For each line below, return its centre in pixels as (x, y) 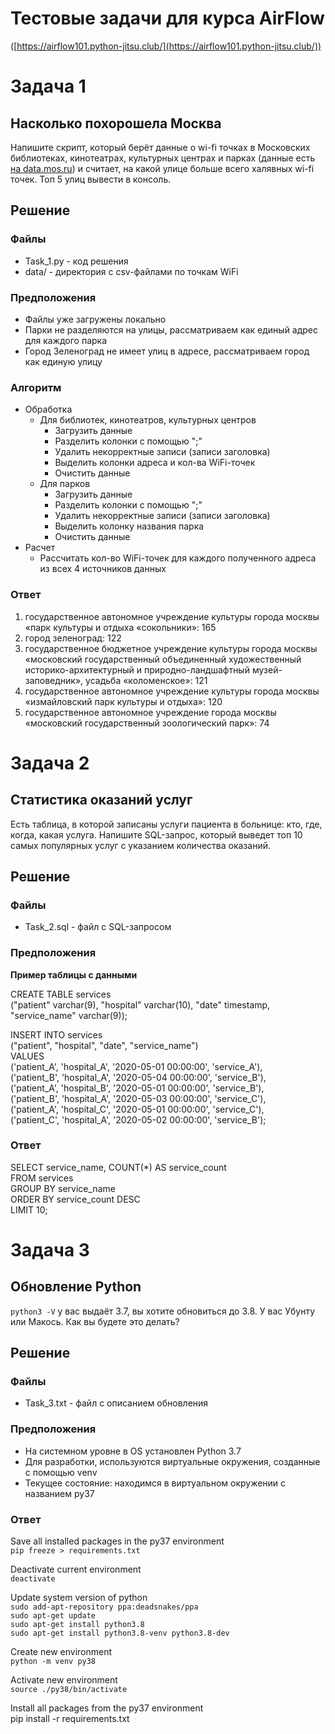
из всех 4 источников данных (103, 569)
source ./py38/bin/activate (69, 1690)
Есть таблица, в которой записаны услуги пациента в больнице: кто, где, (166, 824)
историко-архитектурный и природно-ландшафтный (137, 669)
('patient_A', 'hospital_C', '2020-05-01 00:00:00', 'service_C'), (137, 1109)
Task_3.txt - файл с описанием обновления (116, 1403)
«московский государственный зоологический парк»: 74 (147, 723)
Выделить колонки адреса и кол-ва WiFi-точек (155, 463)
